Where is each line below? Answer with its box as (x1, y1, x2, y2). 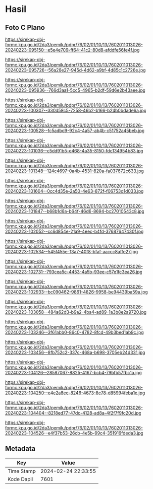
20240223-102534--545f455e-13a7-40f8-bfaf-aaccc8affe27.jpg (5, 249, 138, 254)
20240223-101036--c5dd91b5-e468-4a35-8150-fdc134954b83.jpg (5, 148, 144, 153)
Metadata (5, 444, 36, 453)
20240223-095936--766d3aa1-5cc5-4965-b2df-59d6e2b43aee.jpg (5, 87, 146, 93)
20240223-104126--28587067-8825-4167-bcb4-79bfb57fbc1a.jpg (5, 370, 142, 375)
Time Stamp (7, 468, 36, 475)
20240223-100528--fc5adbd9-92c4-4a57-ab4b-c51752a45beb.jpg (5, 128, 145, 134)
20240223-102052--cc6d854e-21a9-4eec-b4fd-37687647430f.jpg (5, 228, 144, 234)
